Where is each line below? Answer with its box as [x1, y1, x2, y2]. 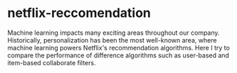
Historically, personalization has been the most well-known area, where [7, 35, 217, 44]
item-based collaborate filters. [7, 58, 96, 67]
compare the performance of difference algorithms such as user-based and [7, 51, 230, 60]
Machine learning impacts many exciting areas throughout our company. [7, 28, 220, 37]
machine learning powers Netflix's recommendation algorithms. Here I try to [7, 43, 230, 52]
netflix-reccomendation [7, 5, 152, 21]
